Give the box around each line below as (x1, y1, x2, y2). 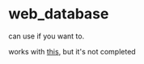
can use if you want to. (8, 31, 85, 41)
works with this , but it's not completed (8, 46, 136, 56)
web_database (8, 5, 109, 23)
